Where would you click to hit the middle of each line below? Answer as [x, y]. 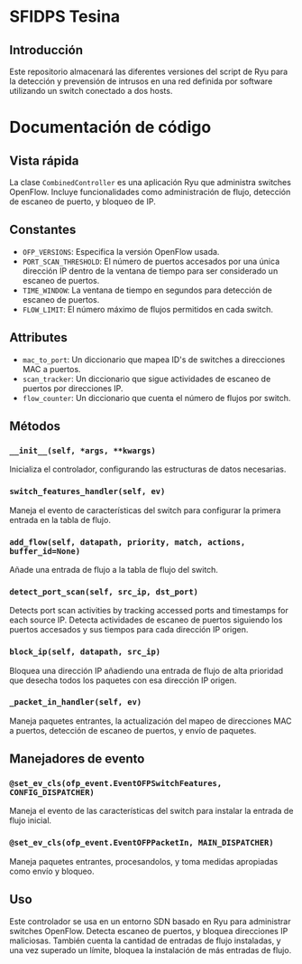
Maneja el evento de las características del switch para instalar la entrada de [151, 811]
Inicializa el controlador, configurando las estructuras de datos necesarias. [148, 469]
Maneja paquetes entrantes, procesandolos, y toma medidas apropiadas [144, 861]
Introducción [46, 50]
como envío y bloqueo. [52, 871]
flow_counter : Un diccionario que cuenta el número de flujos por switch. [156, 398]
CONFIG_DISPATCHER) [52, 793]
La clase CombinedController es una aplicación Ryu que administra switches [150, 182]
